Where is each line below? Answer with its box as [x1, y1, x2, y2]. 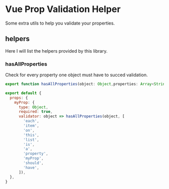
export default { [5, 90, 42, 96]
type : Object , [18, 104, 49, 110]
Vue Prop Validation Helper [5, 4, 121, 15]
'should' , [23, 160, 44, 166]
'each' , [23, 119, 39, 124]
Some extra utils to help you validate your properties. [5, 20, 115, 26]
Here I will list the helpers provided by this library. [5, 48, 108, 54]
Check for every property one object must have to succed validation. [5, 72, 148, 78]
